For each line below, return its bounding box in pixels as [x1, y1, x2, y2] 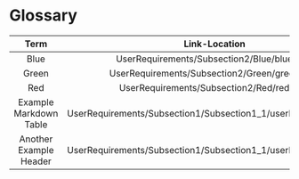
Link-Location [183, 37, 246, 50]
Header [20, 155, 52, 167]
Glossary [9, 5, 78, 26]
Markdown [13, 107, 59, 119]
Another [19, 133, 53, 145]
